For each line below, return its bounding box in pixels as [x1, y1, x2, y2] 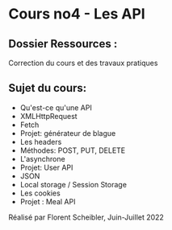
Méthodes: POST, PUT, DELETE [19, 146, 126, 155]
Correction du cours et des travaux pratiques [8, 58, 158, 68]
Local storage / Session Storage [19, 179, 128, 189]
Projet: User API [19, 162, 73, 172]
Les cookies [19, 188, 61, 198]
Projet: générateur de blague [19, 128, 116, 138]
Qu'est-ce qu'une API [19, 102, 93, 113]
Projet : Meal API [19, 196, 76, 206]
